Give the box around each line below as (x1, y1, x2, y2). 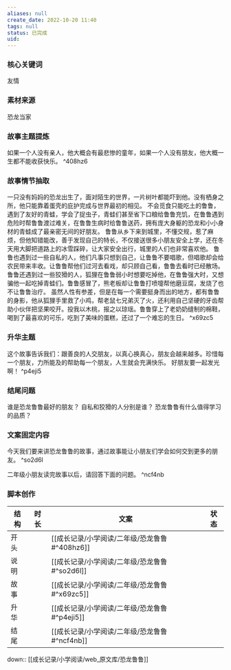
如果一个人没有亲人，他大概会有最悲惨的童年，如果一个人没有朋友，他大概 (7, 149, 218, 157)
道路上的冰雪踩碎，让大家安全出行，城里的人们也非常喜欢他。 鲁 (36, 245, 220, 253)
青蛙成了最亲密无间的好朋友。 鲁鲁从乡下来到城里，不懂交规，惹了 (19, 227, 208, 236)
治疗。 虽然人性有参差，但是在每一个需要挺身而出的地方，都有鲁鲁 (30, 287, 220, 296)
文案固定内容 (7, 430, 50, 440)
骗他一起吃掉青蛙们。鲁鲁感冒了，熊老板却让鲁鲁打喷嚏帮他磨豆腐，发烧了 (7, 279, 218, 287)
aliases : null (7, 10, 48, 17)
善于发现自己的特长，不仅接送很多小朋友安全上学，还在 (60, 236, 218, 245)
